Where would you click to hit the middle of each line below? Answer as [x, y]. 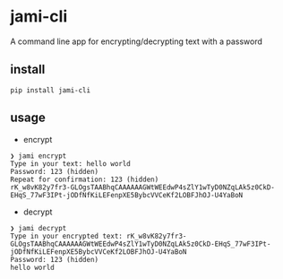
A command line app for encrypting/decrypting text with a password [137, 41]
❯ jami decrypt [39, 228]
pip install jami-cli [51, 90]
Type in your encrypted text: [67, 236]
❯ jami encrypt [39, 156]
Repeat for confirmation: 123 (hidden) [85, 179]
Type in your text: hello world [70, 163]
